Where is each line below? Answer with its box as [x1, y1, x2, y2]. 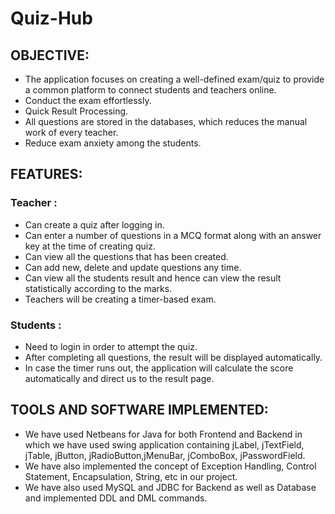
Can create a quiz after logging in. [24, 218, 165, 231]
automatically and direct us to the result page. [24, 372, 215, 384]
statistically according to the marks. [24, 282, 173, 294]
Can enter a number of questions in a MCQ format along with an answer [24, 229, 322, 241]
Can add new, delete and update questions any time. [24, 261, 242, 273]
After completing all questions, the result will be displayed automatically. [24, 351, 323, 363]
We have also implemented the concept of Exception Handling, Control [24, 460, 317, 472]
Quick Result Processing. [24, 105, 129, 117]
